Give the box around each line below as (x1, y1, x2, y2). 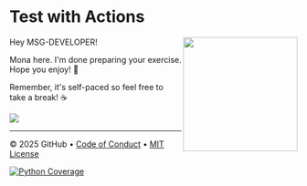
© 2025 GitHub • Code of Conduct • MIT (9, 139, 164, 150)
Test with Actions (9, 6, 145, 27)
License (9, 148, 39, 159)
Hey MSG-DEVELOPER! (9, 36, 98, 47)
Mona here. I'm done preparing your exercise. (9, 54, 182, 65)
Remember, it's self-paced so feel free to (9, 81, 164, 92)
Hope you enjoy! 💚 (9, 64, 79, 75)
